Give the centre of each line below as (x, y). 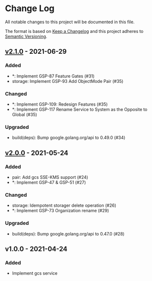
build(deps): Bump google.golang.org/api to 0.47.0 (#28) (68, 234)
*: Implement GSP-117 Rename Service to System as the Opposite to (80, 109)
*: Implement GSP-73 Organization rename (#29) (61, 211)
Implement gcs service (35, 273)
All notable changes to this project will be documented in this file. (70, 22)
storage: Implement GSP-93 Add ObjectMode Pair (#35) (68, 81)
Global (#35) (24, 114)
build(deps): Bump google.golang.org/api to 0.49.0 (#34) (69, 138)
